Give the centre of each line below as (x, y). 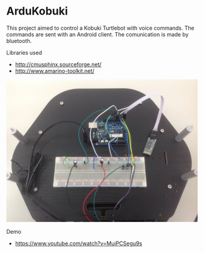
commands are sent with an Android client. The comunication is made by (97, 34)
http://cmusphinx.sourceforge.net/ (58, 64)
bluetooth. (19, 41)
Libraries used (24, 52)
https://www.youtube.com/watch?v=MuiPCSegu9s (79, 243)
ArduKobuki (37, 11)
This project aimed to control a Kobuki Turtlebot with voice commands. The (100, 28)
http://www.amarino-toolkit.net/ (55, 70)
